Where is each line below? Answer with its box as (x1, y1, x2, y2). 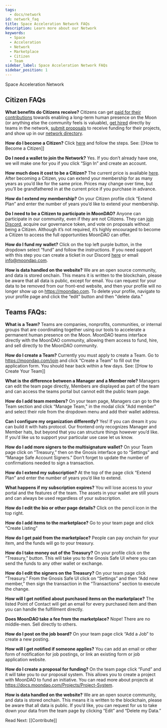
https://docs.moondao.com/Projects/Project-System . (5, 682, 114, 688)
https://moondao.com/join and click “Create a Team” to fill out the (5, 358, 140, 364)
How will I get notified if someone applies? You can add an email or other (5, 646, 157, 652)
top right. (5, 510, 24, 516)
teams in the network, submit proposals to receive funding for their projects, (5, 125, 162, 131)
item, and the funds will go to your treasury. (5, 540, 94, 546)
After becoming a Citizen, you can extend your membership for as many (5, 175, 153, 181)
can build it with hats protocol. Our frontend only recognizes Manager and (5, 423, 157, 429)
